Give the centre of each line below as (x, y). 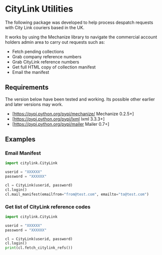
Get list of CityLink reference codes (48, 206)
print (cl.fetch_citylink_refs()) (39, 248)
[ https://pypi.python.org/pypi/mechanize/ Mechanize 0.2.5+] (73, 114)
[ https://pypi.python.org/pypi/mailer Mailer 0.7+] (61, 124)
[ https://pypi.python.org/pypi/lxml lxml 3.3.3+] (58, 119)
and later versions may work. (34, 104)
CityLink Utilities (39, 9)
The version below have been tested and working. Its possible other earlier (80, 99)
